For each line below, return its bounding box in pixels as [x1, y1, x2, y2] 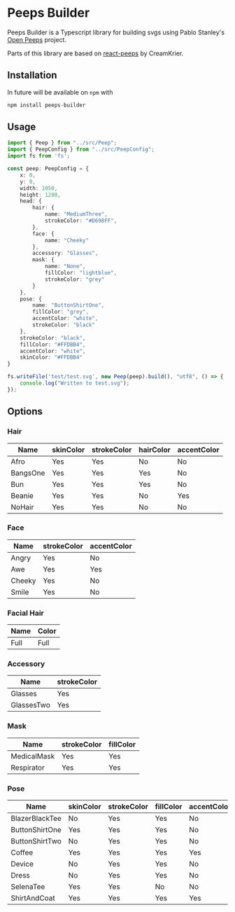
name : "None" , [44, 263, 86, 270]
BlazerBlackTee [10, 813, 62, 823]
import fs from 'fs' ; [7, 153, 71, 160]
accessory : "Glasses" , [32, 250, 99, 257]
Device [10, 859, 34, 869]
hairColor [138, 445, 171, 455]
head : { [20, 198, 42, 205]
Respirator [10, 762, 45, 772]
